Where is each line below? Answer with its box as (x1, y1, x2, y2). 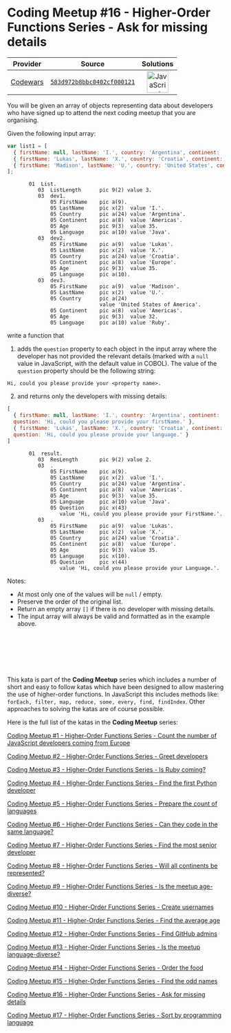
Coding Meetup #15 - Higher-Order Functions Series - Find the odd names (7, 976, 218, 985)
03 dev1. (37, 193, 67, 200)
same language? (7, 827, 54, 835)
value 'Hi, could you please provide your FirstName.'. (59, 510, 223, 518)
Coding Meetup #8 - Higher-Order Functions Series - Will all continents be (7, 861, 218, 870)
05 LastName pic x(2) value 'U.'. (50, 289, 165, 296)
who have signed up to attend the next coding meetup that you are (7, 108, 196, 116)
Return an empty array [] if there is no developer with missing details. (16, 604, 215, 613)
